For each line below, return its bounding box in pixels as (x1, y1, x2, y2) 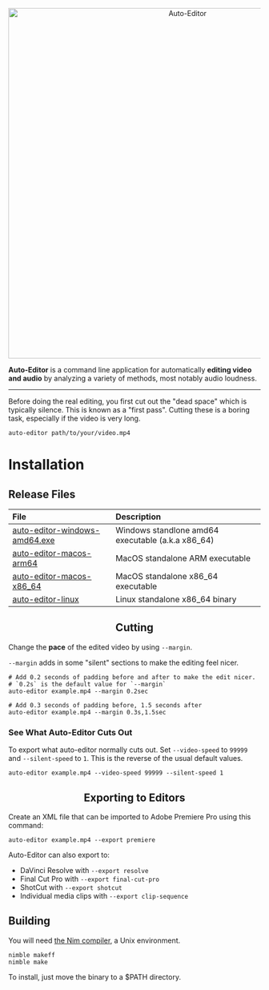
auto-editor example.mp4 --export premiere (8, 835, 156, 844)
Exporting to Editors (83, 791, 186, 804)
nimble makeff (8, 951, 56, 959)
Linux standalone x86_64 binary (115, 594, 237, 605)
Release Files (8, 487, 76, 501)
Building (8, 914, 50, 928)
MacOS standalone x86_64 (115, 571, 219, 582)
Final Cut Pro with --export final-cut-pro (19, 874, 160, 883)
